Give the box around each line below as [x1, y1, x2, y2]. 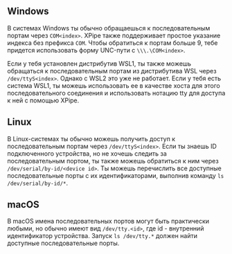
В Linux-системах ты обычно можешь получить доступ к [7, 134, 175, 143]
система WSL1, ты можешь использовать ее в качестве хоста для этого [7, 81, 220, 89]
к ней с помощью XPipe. [7, 96, 80, 105]
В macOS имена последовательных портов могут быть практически [7, 217, 210, 226]
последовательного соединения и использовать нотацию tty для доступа [7, 89, 226, 97]
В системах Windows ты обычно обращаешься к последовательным [7, 24, 211, 32]
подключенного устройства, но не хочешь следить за [7, 149, 168, 158]
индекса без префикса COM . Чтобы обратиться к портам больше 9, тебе [7, 38, 218, 47]
